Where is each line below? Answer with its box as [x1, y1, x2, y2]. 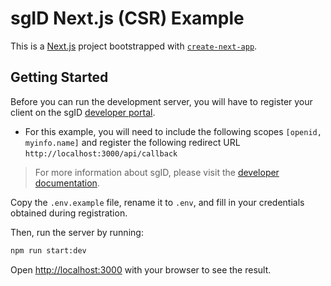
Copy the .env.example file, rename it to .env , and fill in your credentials [10, 196, 305, 208]
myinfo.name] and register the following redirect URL [24, 136, 241, 148]
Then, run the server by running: [10, 226, 144, 238]
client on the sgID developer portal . [10, 106, 156, 118]
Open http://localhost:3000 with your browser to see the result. [10, 263, 272, 276]
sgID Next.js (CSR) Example [10, 7, 245, 30]
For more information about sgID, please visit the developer [34, 166, 280, 178]
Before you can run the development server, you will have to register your [10, 95, 313, 107]
